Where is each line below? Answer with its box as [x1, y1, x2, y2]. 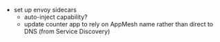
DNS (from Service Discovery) [23, 27, 110, 35]
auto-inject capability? [23, 13, 88, 21]
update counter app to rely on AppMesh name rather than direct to [23, 20, 214, 28]
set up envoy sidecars [13, 6, 77, 14]
